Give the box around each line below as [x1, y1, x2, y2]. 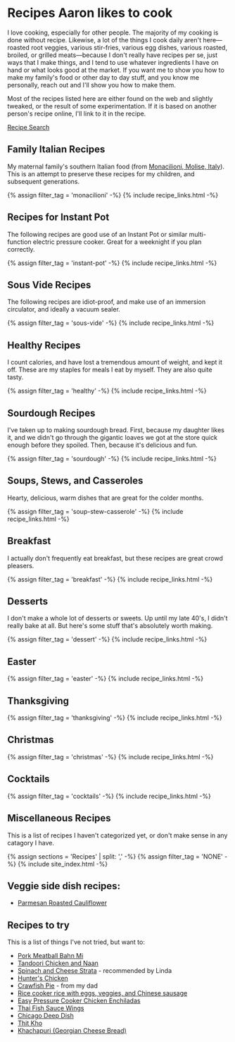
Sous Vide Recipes [7, 278, 91, 290]
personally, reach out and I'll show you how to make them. [7, 80, 176, 89]
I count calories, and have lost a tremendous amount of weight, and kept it [7, 358, 223, 367]
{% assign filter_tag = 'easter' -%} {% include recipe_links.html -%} [7, 675, 204, 683]
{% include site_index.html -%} [17, 859, 108, 868]
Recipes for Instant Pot [7, 212, 110, 223]
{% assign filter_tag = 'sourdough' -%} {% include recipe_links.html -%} [7, 455, 217, 462]
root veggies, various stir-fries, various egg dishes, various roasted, [30, 43, 227, 51]
